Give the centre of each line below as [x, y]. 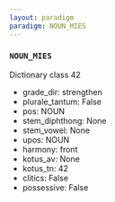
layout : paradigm [42, 18]
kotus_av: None [51, 159]
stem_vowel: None [56, 130]
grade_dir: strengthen [62, 92]
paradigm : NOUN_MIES [48, 26]
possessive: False [55, 187]
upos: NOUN [46, 139]
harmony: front [50, 149]
